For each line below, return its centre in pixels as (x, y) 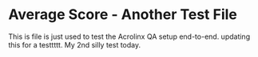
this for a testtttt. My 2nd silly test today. (75, 44)
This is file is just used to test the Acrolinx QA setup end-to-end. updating (129, 36)
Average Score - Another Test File (123, 15)
